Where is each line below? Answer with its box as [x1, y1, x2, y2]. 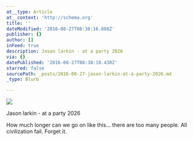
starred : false [6, 65, 45, 71]
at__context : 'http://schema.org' [6, 15, 94, 21]
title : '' [6, 20, 31, 26]
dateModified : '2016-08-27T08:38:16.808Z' [6, 25, 115, 32]
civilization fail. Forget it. [6, 128, 67, 135]
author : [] [6, 37, 34, 43]
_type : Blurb [6, 76, 39, 82]
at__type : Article [6, 8, 53, 15]
